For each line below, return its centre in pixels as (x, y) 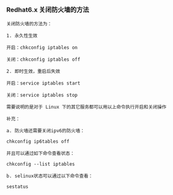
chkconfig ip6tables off (38, 142)
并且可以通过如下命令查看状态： (41, 154)
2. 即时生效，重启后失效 (33, 72)
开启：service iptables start (43, 83)
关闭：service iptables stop (42, 95)
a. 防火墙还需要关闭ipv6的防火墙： (46, 131)
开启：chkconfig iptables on (42, 48)
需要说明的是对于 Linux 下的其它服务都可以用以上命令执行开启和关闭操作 (86, 107)
